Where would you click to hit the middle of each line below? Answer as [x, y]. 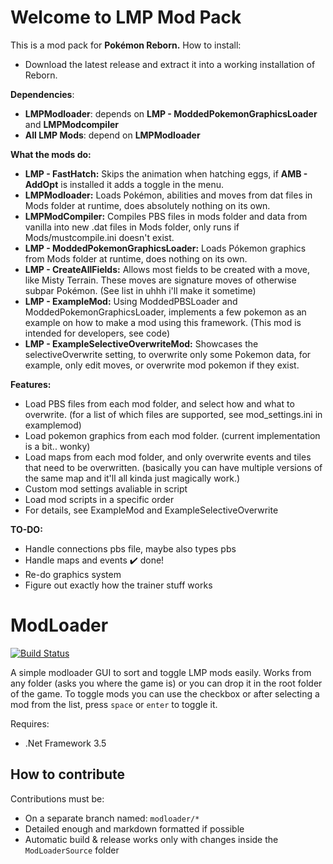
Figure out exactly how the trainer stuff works [118, 585]
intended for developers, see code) [97, 333]
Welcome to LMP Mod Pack [126, 17]
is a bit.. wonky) [57, 446]
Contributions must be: [57, 798]
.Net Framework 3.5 [65, 743]
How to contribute [68, 774]
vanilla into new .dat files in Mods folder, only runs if [132, 227]
